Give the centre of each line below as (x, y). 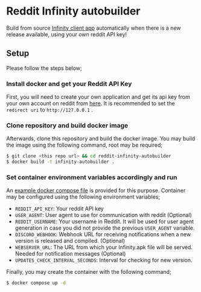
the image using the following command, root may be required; (85, 145)
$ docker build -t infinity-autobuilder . (60, 162)
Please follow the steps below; (44, 68)
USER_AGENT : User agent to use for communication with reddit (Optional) (103, 215)
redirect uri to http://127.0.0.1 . (50, 110)
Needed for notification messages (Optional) (70, 254)
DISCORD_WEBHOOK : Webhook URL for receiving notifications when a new (103, 234)
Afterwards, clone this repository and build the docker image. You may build (101, 139)
